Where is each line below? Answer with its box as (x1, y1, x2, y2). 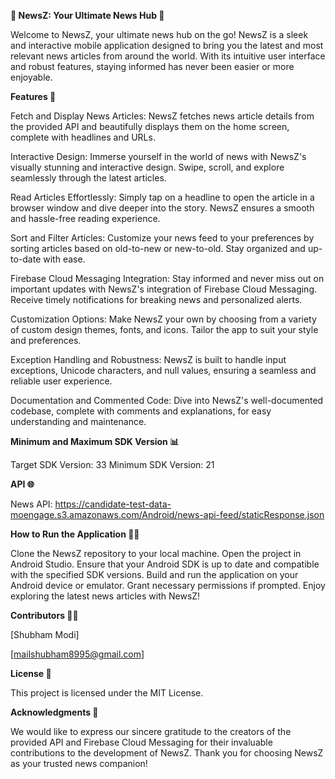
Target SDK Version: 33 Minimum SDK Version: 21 (10, 459, 215, 470)
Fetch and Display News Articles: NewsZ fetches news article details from (10, 110, 315, 122)
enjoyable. (10, 71, 53, 83)
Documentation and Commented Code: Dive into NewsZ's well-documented (10, 395, 324, 406)
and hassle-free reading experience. (10, 213, 161, 224)
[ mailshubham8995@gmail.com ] (10, 648, 145, 660)
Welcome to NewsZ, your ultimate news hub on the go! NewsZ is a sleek (10, 29, 309, 40)
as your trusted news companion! (10, 758, 148, 769)
